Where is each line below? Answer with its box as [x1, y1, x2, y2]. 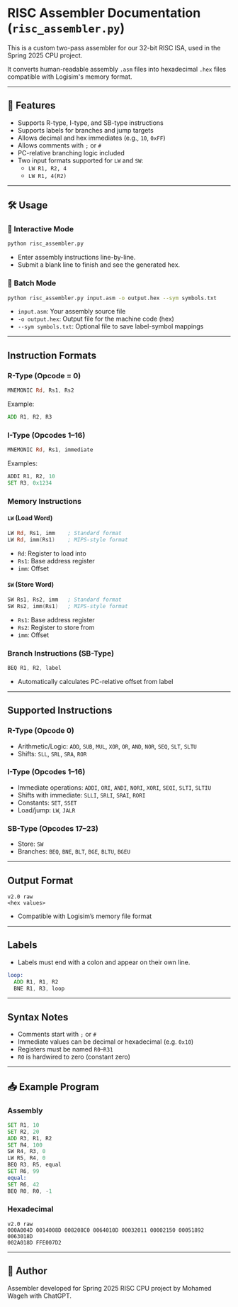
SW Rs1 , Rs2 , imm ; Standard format [7, 596, 122, 603]
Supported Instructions [7, 705, 113, 717]
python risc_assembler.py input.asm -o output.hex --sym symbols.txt [7, 294, 217, 302]
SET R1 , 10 [7, 1121, 40, 1129]
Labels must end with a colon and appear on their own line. [17, 958, 191, 966]
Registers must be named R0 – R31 [17, 1045, 113, 1054]
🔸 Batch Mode [7, 278, 57, 288]
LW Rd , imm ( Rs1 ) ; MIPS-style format [7, 536, 129, 544]
